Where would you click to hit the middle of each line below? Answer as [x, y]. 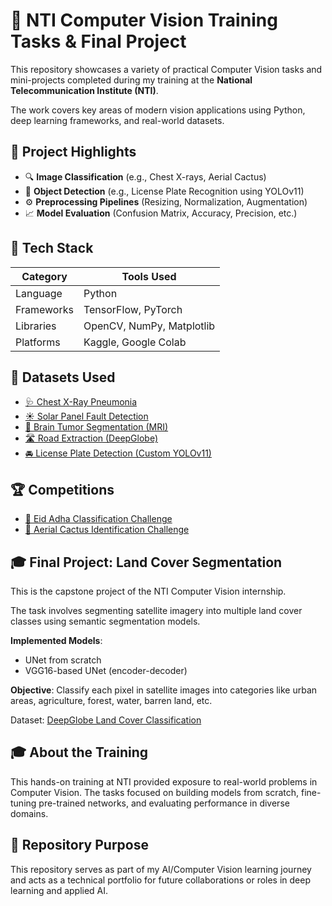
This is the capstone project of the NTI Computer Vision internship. [148, 591]
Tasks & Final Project [98, 41]
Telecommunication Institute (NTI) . [84, 90]
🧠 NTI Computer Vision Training [144, 20]
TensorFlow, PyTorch [133, 309]
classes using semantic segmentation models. [105, 621]
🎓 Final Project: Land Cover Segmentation [146, 562]
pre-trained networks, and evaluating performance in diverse [164, 803]
